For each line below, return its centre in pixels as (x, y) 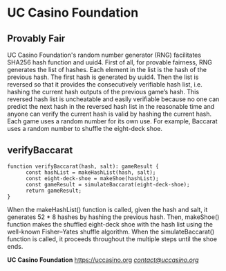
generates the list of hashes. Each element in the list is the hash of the (107, 70)
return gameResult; (53, 191)
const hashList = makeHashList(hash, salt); (91, 172)
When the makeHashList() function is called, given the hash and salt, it (107, 209)
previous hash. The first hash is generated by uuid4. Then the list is (103, 77)
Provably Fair (36, 38)
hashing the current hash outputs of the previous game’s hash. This (103, 92)
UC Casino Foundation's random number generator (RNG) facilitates (104, 55)
